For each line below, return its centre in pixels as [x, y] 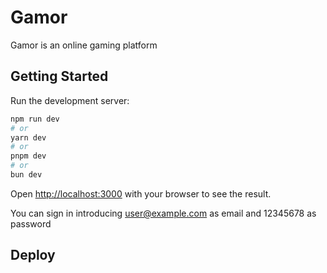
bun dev [26, 175]
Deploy [33, 255]
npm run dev [35, 119]
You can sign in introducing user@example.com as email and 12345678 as [163, 213]
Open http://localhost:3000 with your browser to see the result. [141, 193]
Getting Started [59, 76]
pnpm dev [28, 156]
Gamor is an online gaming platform [84, 45]
